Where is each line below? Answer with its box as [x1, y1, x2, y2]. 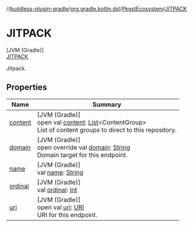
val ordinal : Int [37, 185, 78, 194]
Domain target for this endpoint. [37, 151, 128, 159]
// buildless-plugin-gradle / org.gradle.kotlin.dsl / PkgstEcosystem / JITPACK [6, 5, 187, 12]
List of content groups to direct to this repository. [37, 126, 177, 134]
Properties [6, 82, 47, 93]
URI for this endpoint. [37, 211, 98, 219]
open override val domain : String [37, 143, 130, 151]
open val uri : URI [37, 203, 84, 211]
